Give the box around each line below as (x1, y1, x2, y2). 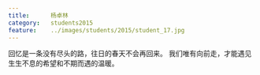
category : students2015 (8, 19, 93, 27)
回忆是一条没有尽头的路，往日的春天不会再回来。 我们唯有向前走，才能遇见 (8, 49, 252, 58)
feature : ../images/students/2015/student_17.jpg (8, 26, 185, 34)
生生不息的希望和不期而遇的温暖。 (8, 58, 119, 68)
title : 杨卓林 (8, 11, 69, 20)
